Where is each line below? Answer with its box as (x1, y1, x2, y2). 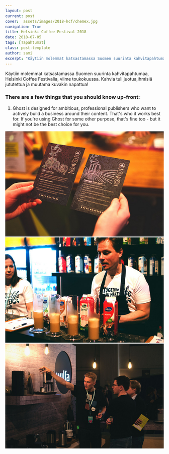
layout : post (5, 8, 33, 13)
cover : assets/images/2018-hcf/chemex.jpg (5, 19, 98, 24)
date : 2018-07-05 (5, 35, 42, 40)
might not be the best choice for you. (12, 121, 90, 127)
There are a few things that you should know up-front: (5, 94, 140, 101)
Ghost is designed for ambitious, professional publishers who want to (12, 105, 156, 111)
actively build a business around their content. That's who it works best (12, 110, 161, 116)
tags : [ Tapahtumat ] (5, 40, 46, 45)
